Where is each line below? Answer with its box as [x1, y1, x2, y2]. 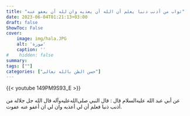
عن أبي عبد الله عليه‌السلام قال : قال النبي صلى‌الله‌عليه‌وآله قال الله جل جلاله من [6, 97, 181, 104]
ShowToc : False [6, 25, 43, 31]
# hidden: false [6, 52, 54, 58]
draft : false [6, 19, 38, 25]
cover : [6, 30, 22, 36]
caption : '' [16, 47, 46, 53]
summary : [6, 57, 28, 63]
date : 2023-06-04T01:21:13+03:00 [6, 14, 88, 20]
